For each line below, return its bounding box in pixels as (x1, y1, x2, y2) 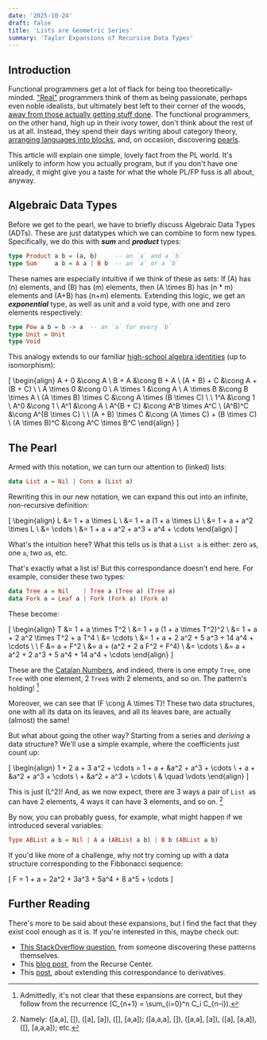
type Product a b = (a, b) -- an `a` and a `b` (8, 252, 183, 260)
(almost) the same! (8, 716, 70, 725)
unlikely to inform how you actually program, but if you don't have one (8, 159, 238, 168)
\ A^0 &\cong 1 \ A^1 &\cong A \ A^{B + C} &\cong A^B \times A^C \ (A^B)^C (8, 401, 249, 411)
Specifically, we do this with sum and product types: (8, 236, 181, 246)
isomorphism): (8, 361, 56, 370)
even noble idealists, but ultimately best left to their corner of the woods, (8, 101, 246, 111)
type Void (8, 338, 41, 346)
